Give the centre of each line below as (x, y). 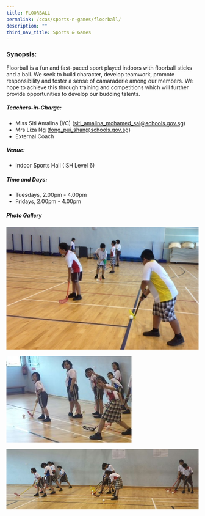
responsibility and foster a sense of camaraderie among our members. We (100, 81)
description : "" (27, 26)
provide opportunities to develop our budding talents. (73, 94)
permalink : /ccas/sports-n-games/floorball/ (64, 19)
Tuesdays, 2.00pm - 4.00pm (51, 195)
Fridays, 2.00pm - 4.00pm (48, 201)
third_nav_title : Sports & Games (49, 32)
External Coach (34, 136)
